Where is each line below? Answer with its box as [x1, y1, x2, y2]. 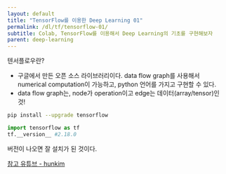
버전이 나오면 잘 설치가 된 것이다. [7, 145, 98, 153]
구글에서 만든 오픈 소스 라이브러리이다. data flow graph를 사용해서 [17, 72, 200, 80]
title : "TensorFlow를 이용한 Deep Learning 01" [7, 17, 143, 24]
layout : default [7, 10, 55, 18]
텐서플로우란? [7, 57, 45, 65]
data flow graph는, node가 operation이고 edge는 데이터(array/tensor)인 [17, 89, 220, 98]
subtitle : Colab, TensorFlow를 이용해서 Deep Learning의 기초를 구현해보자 [7, 29, 213, 37]
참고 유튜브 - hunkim [7, 159, 65, 168]
